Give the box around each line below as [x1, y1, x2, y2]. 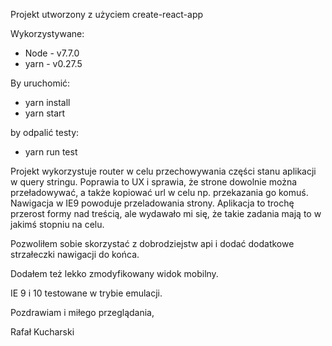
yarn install [24, 97, 71, 108]
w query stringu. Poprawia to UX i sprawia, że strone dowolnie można [10, 176, 298, 188]
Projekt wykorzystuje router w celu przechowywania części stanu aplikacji [10, 165, 317, 177]
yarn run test [24, 146, 78, 158]
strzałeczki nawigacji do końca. [10, 249, 140, 260]
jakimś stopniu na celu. [10, 219, 105, 230]
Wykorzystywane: [10, 28, 85, 39]
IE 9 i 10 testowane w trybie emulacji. [10, 287, 163, 299]
